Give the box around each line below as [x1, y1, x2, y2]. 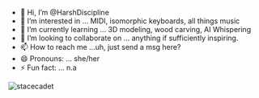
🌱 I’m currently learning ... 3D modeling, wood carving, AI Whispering [19, 25, 252, 34]
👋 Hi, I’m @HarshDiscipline [19, 8, 109, 17]
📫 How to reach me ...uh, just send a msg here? [19, 43, 181, 51]
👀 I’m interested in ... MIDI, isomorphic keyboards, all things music [19, 16, 240, 26]
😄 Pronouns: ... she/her [19, 54, 100, 63]
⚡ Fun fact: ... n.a [19, 63, 77, 72]
